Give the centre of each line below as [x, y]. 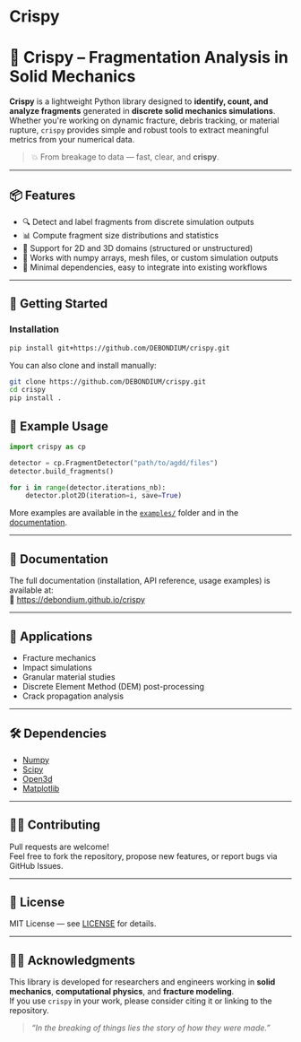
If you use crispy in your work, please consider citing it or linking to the [141, 1001]
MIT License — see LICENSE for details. [83, 924]
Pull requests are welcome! [59, 847]
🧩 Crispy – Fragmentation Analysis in [149, 58]
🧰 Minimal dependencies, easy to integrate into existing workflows [145, 267]
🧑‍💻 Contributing [55, 825]
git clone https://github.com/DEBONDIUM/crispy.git [107, 382]
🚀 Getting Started [59, 304]
